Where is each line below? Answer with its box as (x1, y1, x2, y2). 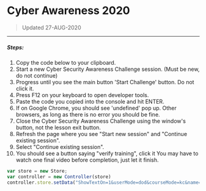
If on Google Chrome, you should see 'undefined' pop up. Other (15, 104, 177, 112)
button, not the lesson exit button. (15, 123, 101, 131)
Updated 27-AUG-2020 (21, 24, 81, 31)
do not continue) (15, 71, 58, 79)
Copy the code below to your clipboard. (15, 59, 116, 66)
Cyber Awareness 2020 (7, 4, 130, 18)
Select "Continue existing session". (15, 143, 105, 150)
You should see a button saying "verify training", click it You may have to (15, 150, 199, 157)
